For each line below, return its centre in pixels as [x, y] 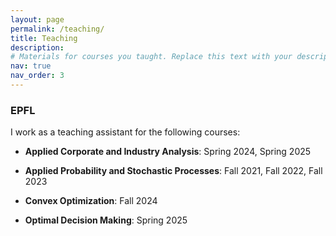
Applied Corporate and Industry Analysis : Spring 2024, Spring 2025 [168, 152]
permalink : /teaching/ [57, 29]
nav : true [31, 66]
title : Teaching [44, 38]
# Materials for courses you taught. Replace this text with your [151, 57]
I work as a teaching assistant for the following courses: [125, 132]
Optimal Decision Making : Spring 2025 [106, 220]
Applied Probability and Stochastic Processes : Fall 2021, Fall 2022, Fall [173, 171]
